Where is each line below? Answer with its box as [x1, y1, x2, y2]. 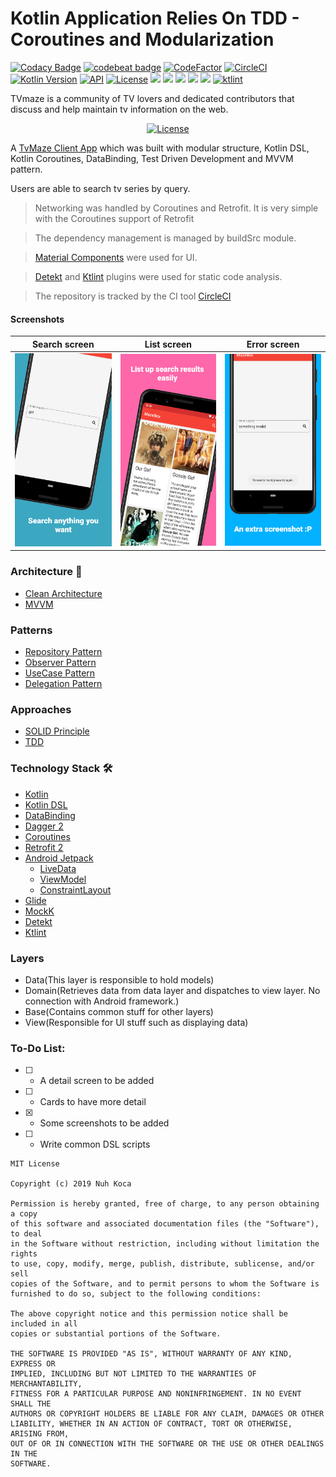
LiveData [39, 862, 77, 874]
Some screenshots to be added [39, 1117, 170, 1129]
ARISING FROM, [10, 1429, 70, 1439]
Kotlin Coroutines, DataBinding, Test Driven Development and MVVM [10, 152, 294, 164]
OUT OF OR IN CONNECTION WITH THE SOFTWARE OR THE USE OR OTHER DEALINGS [10, 1439, 325, 1449]
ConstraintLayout [39, 883, 112, 896]
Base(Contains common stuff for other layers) [24, 1005, 214, 1017]
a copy [10, 1209, 38, 1219]
